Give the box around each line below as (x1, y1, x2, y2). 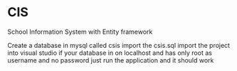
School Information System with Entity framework (7, 27, 153, 36)
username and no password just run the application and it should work (7, 56, 214, 64)
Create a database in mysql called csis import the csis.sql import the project (7, 41, 230, 49)
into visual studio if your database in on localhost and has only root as (7, 49, 212, 57)
